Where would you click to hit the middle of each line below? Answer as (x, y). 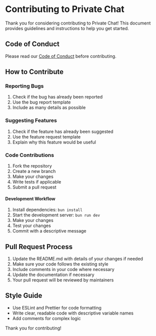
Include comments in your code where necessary (63, 269)
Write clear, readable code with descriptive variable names (73, 313)
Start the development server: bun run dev (56, 215)
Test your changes (31, 225)
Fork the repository (32, 166)
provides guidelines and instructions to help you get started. (67, 28)
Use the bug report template (41, 102)
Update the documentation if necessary (53, 275)
